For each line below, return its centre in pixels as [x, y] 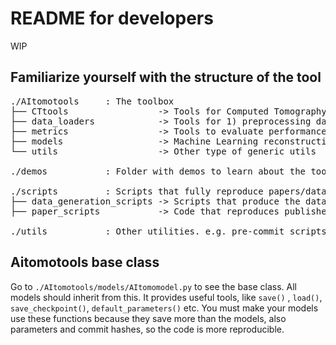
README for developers [112, 18]
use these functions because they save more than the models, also [148, 318]
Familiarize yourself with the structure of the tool [166, 77]
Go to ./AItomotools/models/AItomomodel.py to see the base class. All [153, 286]
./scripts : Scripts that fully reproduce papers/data [168, 191]
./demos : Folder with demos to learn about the [158, 171]
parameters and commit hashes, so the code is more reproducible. [147, 329]
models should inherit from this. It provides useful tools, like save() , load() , [166, 297]
